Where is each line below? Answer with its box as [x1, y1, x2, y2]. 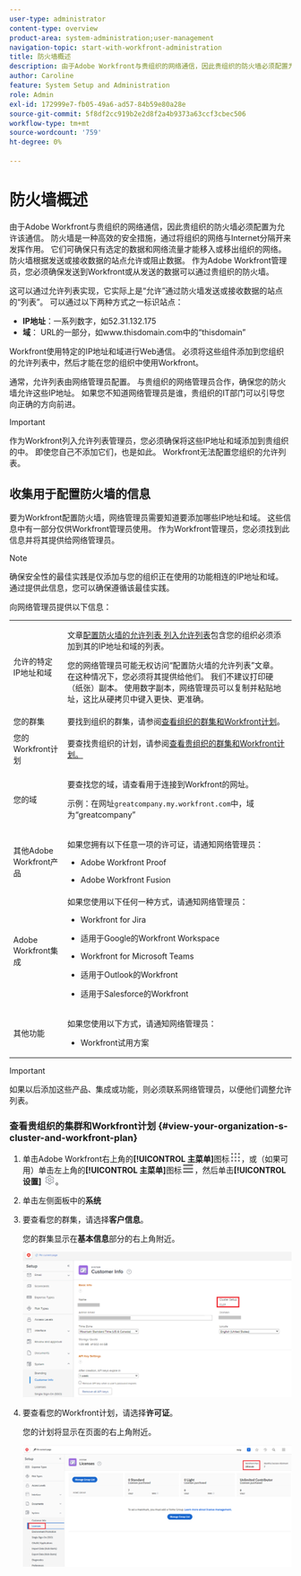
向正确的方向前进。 [9, 398, 81, 409]
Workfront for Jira [80, 914, 146, 925]
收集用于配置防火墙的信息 [9, 486, 150, 502]
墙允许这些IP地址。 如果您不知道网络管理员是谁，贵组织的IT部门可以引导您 [9, 387, 285, 398]
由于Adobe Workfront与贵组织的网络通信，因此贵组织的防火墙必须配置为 [9, 221, 278, 232]
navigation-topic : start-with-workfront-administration [9, 43, 222, 52]
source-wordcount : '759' [9, 128, 102, 137]
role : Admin [9, 90, 54, 99]
